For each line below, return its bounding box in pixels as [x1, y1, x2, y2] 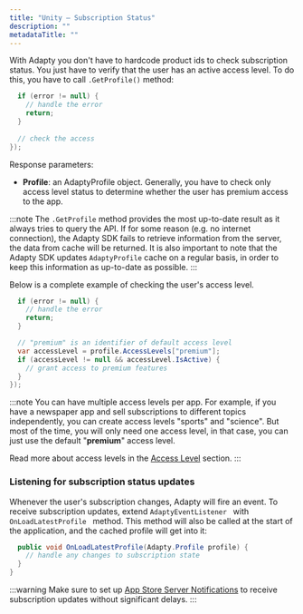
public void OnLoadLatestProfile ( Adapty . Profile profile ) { [17, 542, 249, 551]
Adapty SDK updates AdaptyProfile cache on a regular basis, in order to [9, 251, 279, 263]
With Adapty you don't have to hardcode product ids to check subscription [9, 55, 288, 66]
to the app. [22, 196, 63, 207]
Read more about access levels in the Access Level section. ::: [9, 453, 241, 463]
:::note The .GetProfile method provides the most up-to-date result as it [9, 213, 280, 224]
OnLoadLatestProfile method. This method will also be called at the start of [9, 515, 294, 526]
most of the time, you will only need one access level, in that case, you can [9, 425, 289, 436]
